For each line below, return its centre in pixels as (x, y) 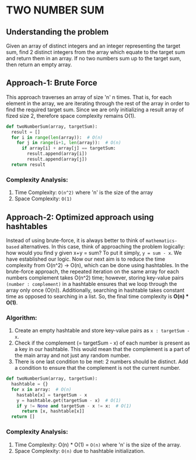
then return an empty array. (39, 64)
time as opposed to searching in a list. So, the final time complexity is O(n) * (97, 296)
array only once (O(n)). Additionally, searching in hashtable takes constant (95, 290)
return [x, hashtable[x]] (53, 411)
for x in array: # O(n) (41, 389)
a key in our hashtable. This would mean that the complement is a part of (102, 349)
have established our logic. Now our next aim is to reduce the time (85, 259)
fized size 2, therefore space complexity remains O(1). (71, 115)
